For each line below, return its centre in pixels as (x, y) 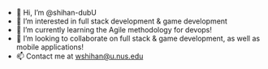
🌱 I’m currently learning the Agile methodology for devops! (114, 30)
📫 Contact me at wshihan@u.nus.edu (80, 56)
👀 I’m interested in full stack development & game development (121, 21)
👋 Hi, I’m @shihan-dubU (56, 13)
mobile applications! (50, 47)
